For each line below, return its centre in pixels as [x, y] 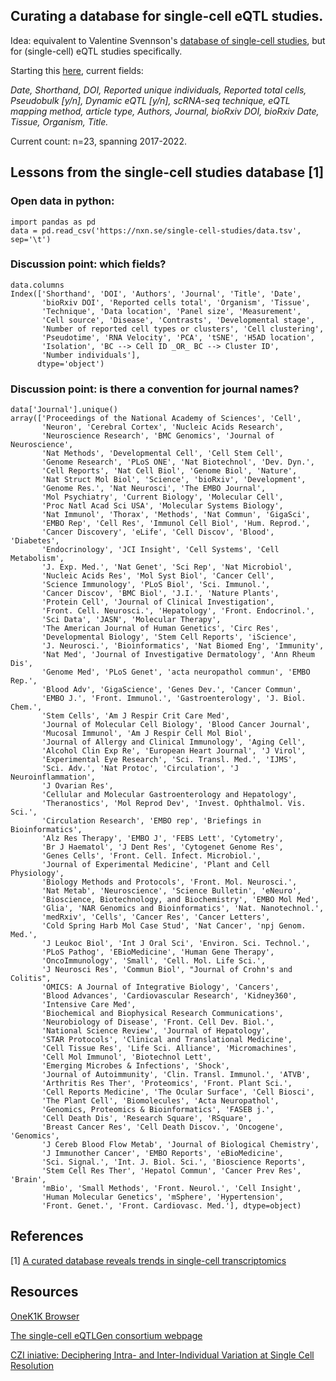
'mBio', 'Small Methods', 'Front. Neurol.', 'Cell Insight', [171, 1189]
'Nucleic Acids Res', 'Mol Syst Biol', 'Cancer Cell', [158, 576]
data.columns [37, 285]
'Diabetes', [35, 541]
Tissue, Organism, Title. [59, 121]
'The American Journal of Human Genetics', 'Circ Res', [160, 629]
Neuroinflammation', [53, 777]
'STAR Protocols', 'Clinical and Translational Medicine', [167, 1040]
